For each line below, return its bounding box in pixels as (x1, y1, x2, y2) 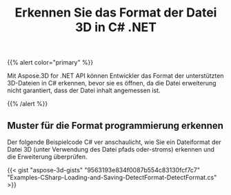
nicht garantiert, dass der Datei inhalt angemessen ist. (7, 86, 161, 94)
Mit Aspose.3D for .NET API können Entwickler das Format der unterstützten (7, 72, 224, 80)
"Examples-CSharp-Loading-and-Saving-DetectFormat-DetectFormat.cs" (7, 174, 217, 181)
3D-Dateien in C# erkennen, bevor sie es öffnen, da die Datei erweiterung (7, 79, 217, 88)
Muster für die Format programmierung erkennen (7, 119, 224, 132)
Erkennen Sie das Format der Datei (14, 5, 217, 21)
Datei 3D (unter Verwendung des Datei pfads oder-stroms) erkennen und (7, 145, 215, 153)
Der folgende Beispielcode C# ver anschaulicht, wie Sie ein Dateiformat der (7, 138, 222, 146)
